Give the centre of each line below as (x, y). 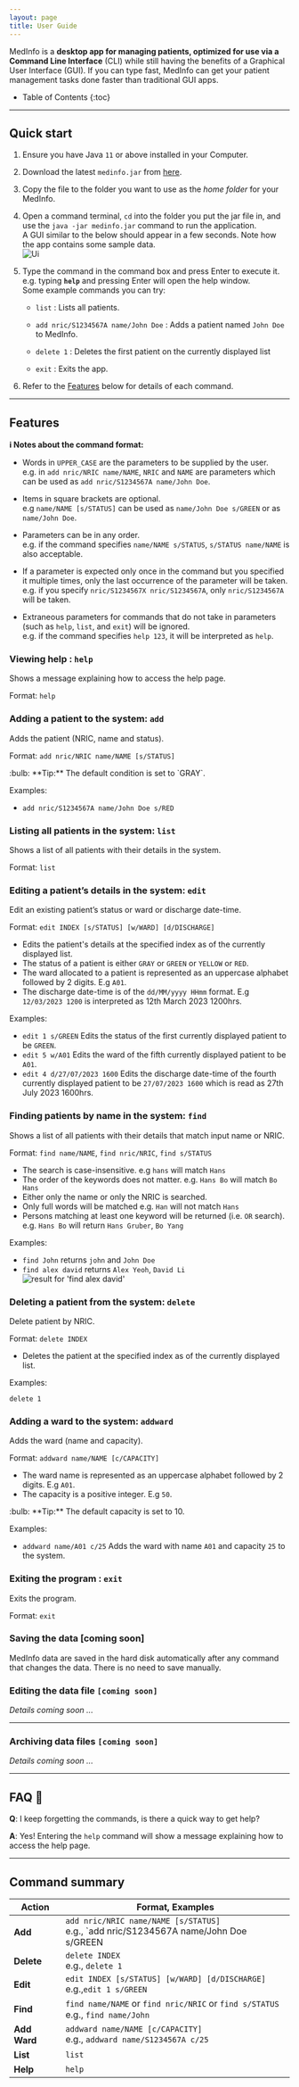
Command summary (67, 1882)
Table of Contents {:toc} (66, 97)
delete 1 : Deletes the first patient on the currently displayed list (153, 352)
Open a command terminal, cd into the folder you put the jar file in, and (151, 216)
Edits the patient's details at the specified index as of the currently (143, 944)
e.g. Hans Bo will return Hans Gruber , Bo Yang (103, 1225)
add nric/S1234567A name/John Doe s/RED (98, 808)
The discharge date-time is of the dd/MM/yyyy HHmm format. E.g (136, 992)
